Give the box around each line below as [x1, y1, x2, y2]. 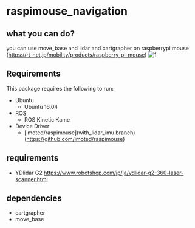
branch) [115, 129, 135, 136]
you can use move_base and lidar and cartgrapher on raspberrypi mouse [6, 44, 190, 52]
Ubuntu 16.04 [24, 103, 58, 110]
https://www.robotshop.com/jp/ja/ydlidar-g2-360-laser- [43, 169, 184, 176]
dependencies [6, 193, 62, 204]
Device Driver [15, 122, 50, 130]
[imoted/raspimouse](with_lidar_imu [24, 129, 114, 136]
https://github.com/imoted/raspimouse [26, 135, 123, 142]
